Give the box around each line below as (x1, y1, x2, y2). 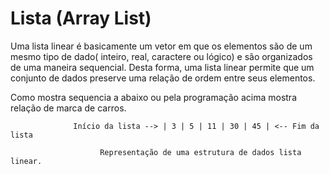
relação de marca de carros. (10, 102, 127, 114)
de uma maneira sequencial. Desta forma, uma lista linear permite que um (10, 61, 315, 73)
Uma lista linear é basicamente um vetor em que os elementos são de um (10, 40, 313, 52)
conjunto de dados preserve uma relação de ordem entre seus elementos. (10, 72, 316, 84)
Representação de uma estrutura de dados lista (99, 147, 302, 157)
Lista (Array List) (10, 7, 152, 30)
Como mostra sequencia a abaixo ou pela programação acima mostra (10, 91, 298, 103)
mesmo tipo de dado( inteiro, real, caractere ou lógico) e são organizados (10, 50, 313, 62)
